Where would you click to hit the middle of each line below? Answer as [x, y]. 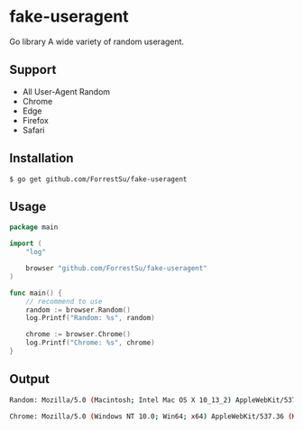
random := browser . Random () [78, 310]
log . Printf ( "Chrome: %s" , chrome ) [90, 343]
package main [34, 227]
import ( [26, 244]
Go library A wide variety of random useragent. [97, 41]
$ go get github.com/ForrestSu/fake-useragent [98, 179]
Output [29, 379]
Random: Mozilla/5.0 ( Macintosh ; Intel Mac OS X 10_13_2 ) [120, 400]
